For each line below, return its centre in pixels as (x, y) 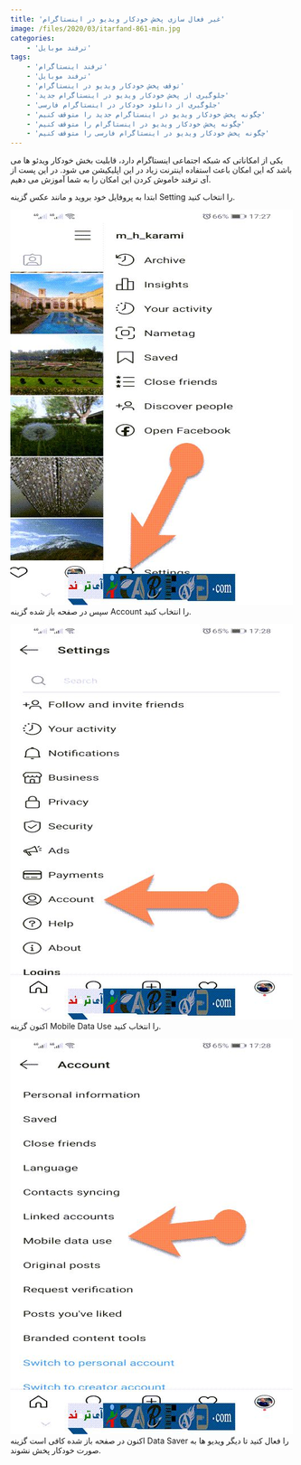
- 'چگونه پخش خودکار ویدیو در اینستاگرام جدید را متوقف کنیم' (146, 114)
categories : (33, 38)
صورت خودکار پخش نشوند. (56, 1451)
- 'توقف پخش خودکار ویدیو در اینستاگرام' (105, 86)
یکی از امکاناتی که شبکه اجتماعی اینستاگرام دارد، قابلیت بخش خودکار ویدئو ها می (147, 160)
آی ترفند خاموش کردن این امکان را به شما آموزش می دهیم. (111, 180)
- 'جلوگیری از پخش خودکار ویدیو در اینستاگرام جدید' (128, 95)
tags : (20, 57)
